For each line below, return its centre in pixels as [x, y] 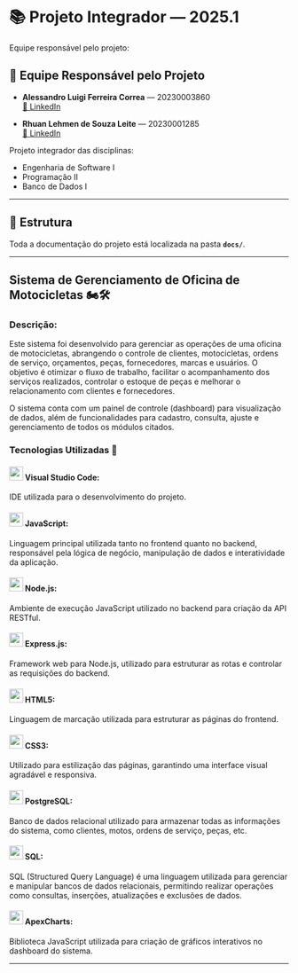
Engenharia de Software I [68, 167]
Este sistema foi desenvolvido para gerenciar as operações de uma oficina [145, 344]
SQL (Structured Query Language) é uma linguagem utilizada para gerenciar [149, 876]
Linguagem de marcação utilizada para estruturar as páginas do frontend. [144, 719]
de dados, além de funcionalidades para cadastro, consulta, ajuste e [134, 418]
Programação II [50, 177]
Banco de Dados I [55, 186]
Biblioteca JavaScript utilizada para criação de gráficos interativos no [136, 942]
